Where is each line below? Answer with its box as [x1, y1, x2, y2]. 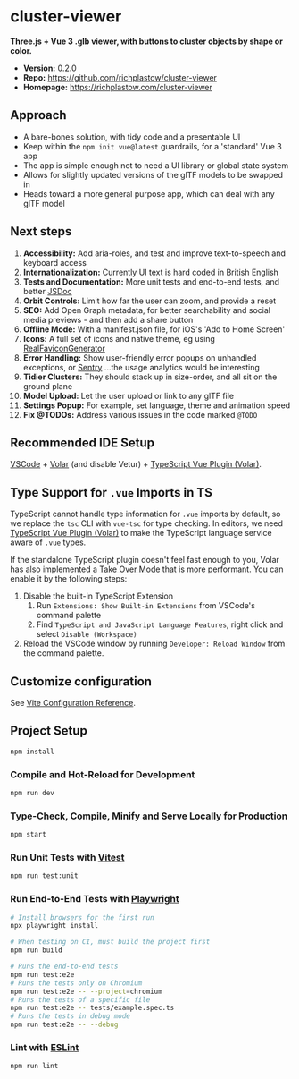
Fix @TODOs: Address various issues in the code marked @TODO [22, 409, 258, 420]
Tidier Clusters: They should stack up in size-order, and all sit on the [22, 371, 278, 382]
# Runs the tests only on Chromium [10, 978, 143, 988]
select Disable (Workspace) [36, 629, 137, 640]
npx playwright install [10, 922, 99, 930]
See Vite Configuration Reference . [10, 698, 137, 708]
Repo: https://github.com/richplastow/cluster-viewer [22, 72, 218, 82]
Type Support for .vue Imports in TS [10, 485, 212, 500]
